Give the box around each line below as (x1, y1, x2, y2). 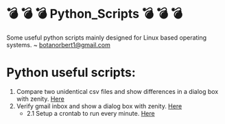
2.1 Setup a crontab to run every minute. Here (26, 109, 155, 117)
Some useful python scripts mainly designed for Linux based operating (6, 33, 207, 42)
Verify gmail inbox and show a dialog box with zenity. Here (16, 101, 182, 110)
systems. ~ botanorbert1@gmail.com (6, 40, 110, 49)
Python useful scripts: (6, 65, 137, 80)
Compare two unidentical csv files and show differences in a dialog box (16, 87, 219, 95)
